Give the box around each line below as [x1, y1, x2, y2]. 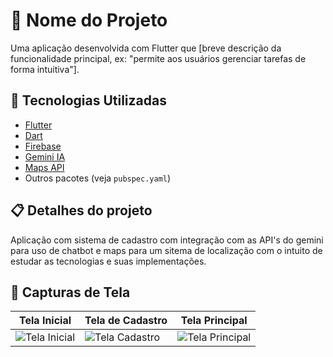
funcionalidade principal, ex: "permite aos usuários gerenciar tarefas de [10, 52, 307, 64]
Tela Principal [180, 314, 248, 328]
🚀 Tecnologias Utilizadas [10, 92, 167, 109]
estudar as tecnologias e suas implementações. [10, 255, 207, 267]
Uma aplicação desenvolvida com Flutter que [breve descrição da [10, 42, 282, 54]
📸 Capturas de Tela [10, 284, 131, 301]
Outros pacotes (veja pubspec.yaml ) [24, 172, 172, 184]
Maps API [24, 161, 65, 173]
